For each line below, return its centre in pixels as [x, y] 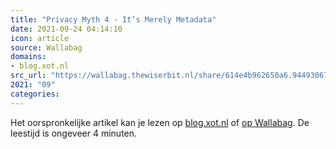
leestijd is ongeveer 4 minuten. [74, 133]
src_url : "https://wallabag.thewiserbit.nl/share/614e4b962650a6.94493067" [171, 76]
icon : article [40, 38]
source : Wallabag [46, 47]
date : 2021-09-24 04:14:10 [66, 29]
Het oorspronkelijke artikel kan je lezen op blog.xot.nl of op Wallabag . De [160, 122]
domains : [28, 57]
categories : [35, 94]
